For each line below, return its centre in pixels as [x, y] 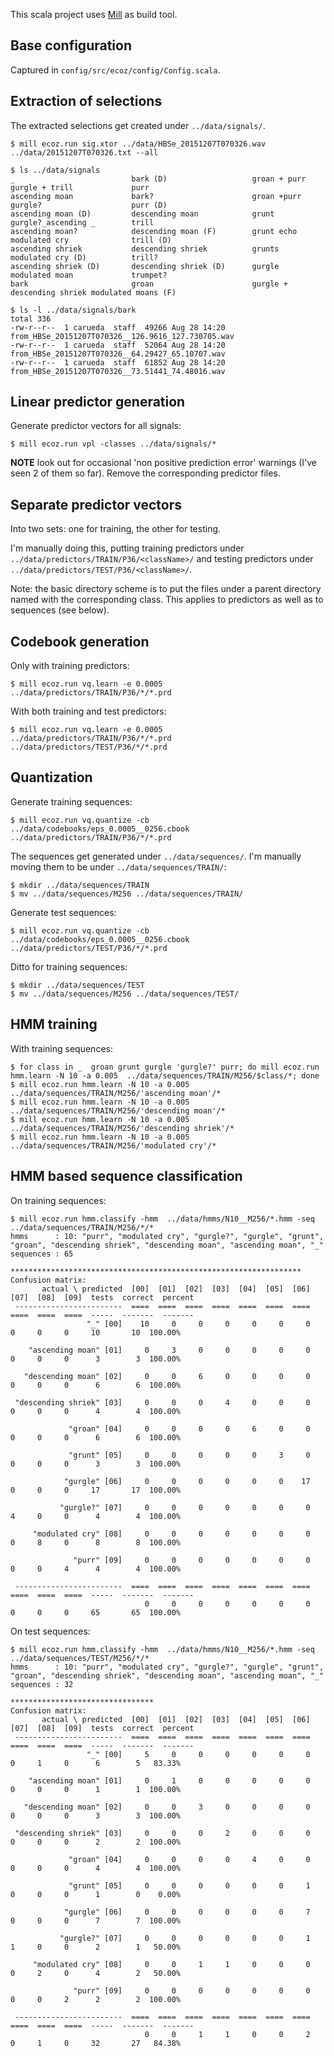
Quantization [51, 777]
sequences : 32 [42, 1684]
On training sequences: [58, 1200]
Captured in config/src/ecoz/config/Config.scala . [115, 70]
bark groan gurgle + [149, 284]
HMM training [54, 1024]
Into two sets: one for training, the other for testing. [116, 529]
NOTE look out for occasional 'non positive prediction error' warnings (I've [163, 463]
